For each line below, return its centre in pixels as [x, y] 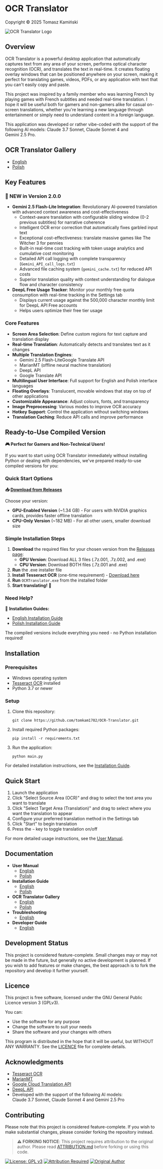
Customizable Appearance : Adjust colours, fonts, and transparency [81, 401]
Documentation [29, 854]
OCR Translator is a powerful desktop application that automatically [72, 59]
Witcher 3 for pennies [41, 243]
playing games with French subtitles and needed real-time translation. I [76, 99]
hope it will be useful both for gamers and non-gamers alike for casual [75, 104]
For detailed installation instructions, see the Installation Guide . [68, 766]
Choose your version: [27, 501]
